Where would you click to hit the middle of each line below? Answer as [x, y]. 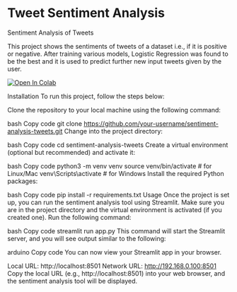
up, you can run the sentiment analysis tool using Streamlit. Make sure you [116, 202]
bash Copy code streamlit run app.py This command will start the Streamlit [116, 230]
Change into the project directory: [113, 131]
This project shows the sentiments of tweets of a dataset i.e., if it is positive [117, 46]
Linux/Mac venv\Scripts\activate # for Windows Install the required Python [116, 173]
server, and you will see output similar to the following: [87, 238]
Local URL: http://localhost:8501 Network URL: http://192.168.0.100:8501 [112, 266]
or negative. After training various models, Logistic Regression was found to [118, 54]
